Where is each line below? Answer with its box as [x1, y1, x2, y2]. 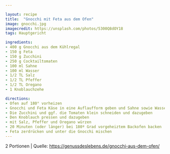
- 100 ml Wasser [5, 68, 39, 73]
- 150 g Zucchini [5, 54, 42, 59]
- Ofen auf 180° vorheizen [5, 101, 62, 106]
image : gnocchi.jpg [5, 21, 47, 26]
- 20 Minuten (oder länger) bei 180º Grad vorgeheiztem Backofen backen [5, 125, 162, 130]
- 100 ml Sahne [5, 63, 37, 68]
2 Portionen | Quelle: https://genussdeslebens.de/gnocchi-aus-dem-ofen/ [5, 143, 160, 149]
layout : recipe [5, 12, 37, 17]
